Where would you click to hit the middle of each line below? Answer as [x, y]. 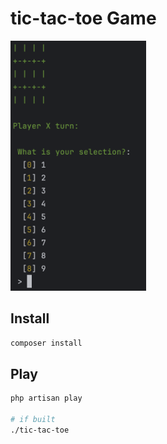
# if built [33, 420]
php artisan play [46, 398]
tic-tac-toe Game [83, 18]
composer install [46, 343]
